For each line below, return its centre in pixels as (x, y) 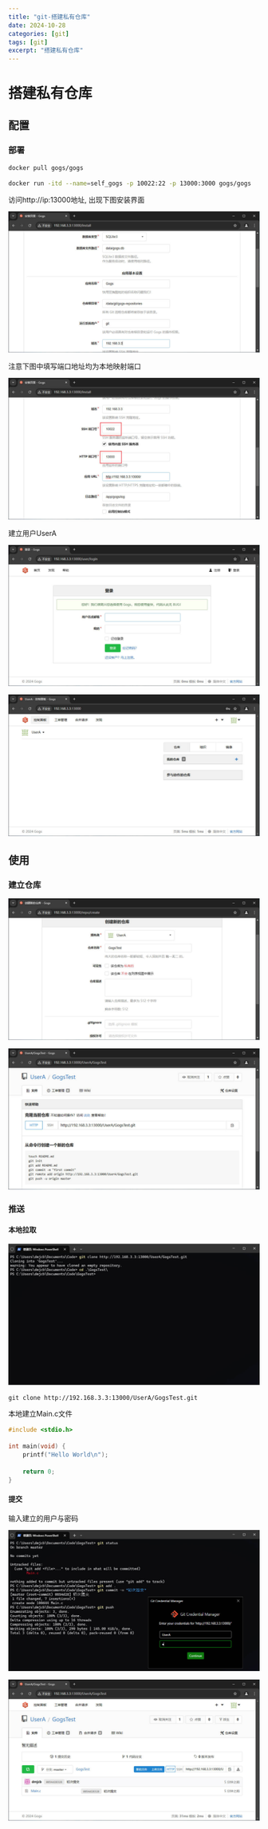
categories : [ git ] (39, 34)
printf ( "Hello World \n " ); (66, 1455)
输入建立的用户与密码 (43, 1518)
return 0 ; (39, 1472)
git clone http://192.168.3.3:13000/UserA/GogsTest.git (103, 1397)
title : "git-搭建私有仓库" (49, 17)
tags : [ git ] (28, 42)
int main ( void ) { (37, 1447)
